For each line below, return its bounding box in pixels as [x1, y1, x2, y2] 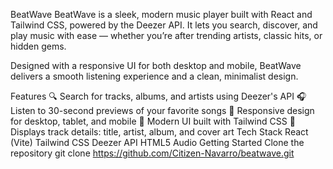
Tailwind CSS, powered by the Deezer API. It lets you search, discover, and [10, 19, 318, 31]
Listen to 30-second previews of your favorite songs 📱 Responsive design [10, 105, 315, 116]
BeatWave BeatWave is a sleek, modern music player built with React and [10, 9, 313, 20]
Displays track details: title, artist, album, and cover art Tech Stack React [10, 126, 309, 138]
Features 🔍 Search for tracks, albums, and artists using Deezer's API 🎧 [10, 90, 307, 102]
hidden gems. [10, 40, 67, 52]
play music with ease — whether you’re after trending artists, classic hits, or [10, 30, 323, 41]
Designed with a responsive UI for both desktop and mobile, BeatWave [10, 60, 302, 71]
